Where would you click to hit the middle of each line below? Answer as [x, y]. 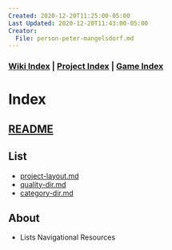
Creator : [23, 31]
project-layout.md [49, 176]
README [31, 129]
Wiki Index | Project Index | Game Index [86, 67]
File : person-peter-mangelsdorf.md [75, 38]
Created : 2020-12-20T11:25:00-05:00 [69, 16]
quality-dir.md [43, 184]
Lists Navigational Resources [68, 237]
